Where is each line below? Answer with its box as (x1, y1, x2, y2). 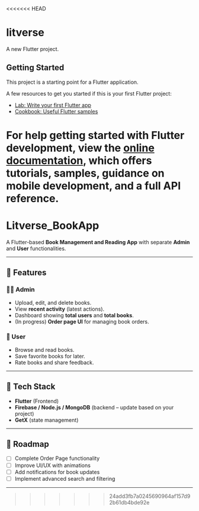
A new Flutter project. (6, 45, 59, 52)
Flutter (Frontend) (14, 398, 59, 405)
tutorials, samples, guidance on (6, 166, 165, 180)
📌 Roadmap (6, 439, 49, 449)
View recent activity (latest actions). (14, 305, 105, 313)
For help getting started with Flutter (6, 128, 185, 142)
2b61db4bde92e (109, 499, 150, 506)
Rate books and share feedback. (14, 359, 94, 366)
